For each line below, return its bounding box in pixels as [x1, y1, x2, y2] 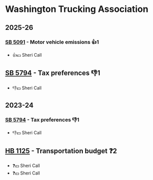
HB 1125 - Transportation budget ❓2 [5, 147, 117, 155]
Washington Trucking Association [5, 3, 149, 15]
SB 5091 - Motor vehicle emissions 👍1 [5, 38, 99, 45]
